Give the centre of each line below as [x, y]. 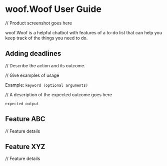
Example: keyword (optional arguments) [47, 85]
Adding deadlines [33, 54]
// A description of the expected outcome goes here [59, 94]
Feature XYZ [25, 146]
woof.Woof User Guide [53, 9]
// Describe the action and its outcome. [45, 65]
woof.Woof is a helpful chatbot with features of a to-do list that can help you [84, 32]
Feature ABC [25, 119]
